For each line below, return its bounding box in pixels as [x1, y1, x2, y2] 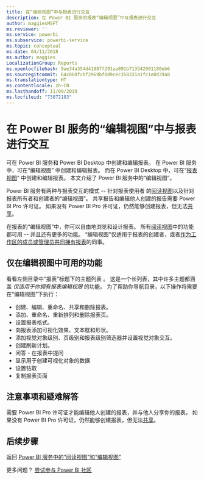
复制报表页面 [15, 372, 47, 379]
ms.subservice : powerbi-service [6, 37, 88, 43]
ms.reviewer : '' [6, 26, 47, 32]
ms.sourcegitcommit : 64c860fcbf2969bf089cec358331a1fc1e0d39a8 [6, 71, 171, 77]
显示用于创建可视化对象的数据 [15, 356, 90, 364]
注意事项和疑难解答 [6, 391, 79, 402]
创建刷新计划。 [15, 341, 53, 348]
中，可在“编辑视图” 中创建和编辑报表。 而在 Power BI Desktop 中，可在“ [6, 166, 187, 174]
